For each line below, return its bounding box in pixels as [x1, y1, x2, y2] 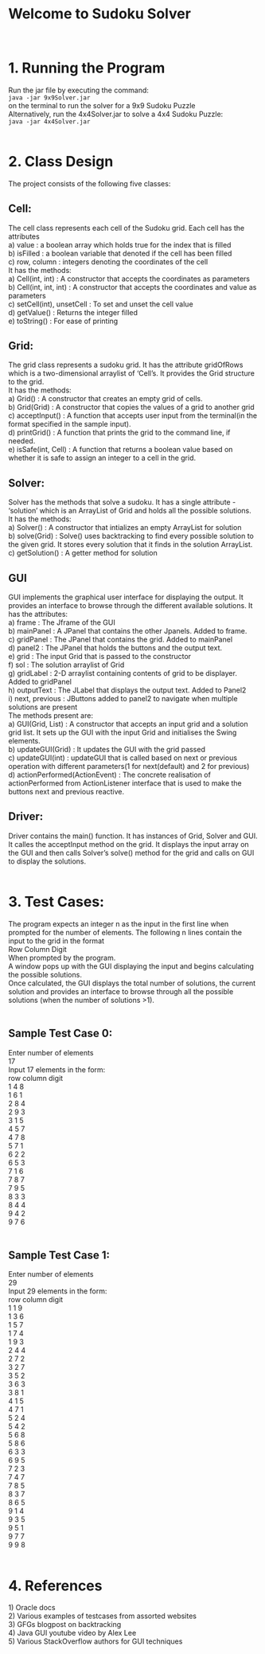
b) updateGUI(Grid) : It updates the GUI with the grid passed [8, 745, 205, 755]
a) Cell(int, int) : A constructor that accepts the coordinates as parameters [8, 274, 251, 283]
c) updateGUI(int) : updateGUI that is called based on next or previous [8, 753, 237, 763]
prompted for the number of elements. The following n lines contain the [8, 927, 243, 937]
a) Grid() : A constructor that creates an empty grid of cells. [8, 394, 203, 404]
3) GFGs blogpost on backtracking [8, 1620, 122, 1629]
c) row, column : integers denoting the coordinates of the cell [8, 256, 208, 267]
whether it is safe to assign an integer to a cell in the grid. [8, 453, 197, 462]
